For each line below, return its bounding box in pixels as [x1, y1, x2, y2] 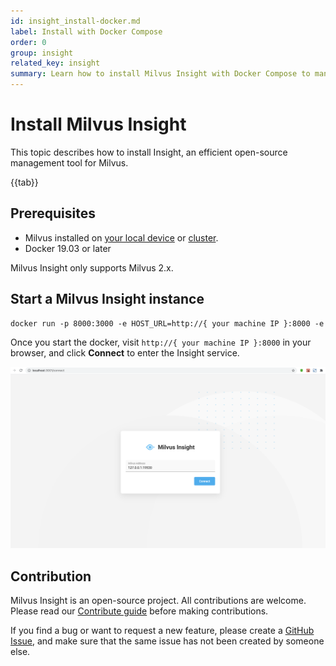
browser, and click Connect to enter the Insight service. [10, 347, 240, 359]
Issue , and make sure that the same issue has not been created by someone [10, 635, 325, 647]
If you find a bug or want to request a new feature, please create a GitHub [10, 625, 315, 637]
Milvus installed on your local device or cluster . [24, 231, 219, 244]
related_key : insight [10, 58, 101, 69]
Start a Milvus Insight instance [10, 291, 205, 308]
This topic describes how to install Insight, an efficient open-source [10, 146, 288, 158]
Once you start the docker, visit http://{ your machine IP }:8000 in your [10, 336, 312, 349]
